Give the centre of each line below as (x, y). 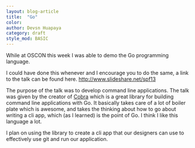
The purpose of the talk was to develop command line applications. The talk (97, 90)
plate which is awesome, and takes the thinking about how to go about (91, 109)
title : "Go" (22, 17)
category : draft (26, 33)
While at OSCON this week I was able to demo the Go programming (87, 55)
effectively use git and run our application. (57, 139)
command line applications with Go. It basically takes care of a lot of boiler (96, 103)
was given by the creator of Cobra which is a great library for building (90, 97)
